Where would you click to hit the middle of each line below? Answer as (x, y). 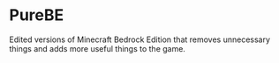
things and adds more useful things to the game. (97, 48)
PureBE (37, 15)
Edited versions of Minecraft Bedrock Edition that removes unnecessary (140, 39)
